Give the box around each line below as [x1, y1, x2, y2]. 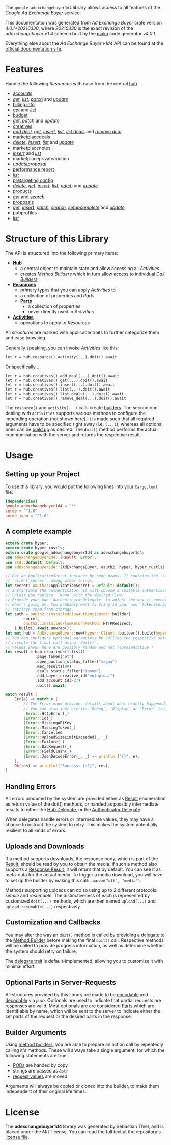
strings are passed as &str [12, 1068, 69, 1074]
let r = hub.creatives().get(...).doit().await [5, 378, 108, 383]
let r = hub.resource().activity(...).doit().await [5, 354, 117, 359]
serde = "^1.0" [5, 508, 38, 514]
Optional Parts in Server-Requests [5, 978, 116, 987]
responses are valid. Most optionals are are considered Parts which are [5, 1003, 155, 1009]
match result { [5, 692, 38, 697]
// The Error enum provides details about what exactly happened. [23, 701, 167, 707]
